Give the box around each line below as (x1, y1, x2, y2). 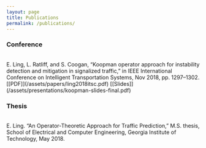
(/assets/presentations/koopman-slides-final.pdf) (6, 86, 131, 94)
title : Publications (6, 15, 59, 21)
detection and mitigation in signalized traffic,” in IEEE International (6, 67, 173, 74)
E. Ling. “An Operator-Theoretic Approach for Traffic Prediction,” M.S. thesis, (6, 122, 200, 129)
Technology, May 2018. (6, 135, 66, 142)
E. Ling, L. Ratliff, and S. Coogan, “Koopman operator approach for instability (6, 60, 200, 68)
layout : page (6, 9, 40, 15)
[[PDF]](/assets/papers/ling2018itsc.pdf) (6, 80, 109, 87)
